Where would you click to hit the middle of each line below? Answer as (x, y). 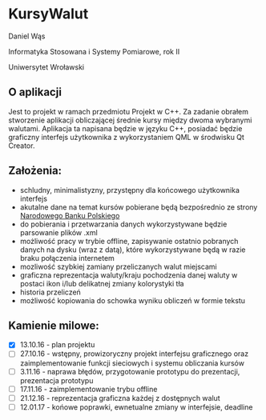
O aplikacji (35, 92)
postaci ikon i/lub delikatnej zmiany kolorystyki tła (102, 283)
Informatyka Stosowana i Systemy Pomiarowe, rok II (94, 51)
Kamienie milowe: (54, 325)
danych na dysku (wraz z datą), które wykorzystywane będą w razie (133, 250)
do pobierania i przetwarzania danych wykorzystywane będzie (123, 224)
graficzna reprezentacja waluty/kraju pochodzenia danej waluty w (129, 275)
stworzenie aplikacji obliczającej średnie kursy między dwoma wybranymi (130, 120)
